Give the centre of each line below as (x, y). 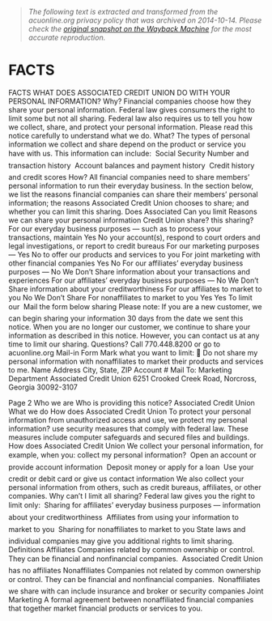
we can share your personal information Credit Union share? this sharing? (131, 220)
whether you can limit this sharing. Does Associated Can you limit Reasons (133, 211)
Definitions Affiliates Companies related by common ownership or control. (132, 549)
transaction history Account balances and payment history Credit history (132, 165)
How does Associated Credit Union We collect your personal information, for (136, 445)
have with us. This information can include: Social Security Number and (129, 153)
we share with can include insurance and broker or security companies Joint (136, 591)
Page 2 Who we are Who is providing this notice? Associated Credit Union (132, 402)
